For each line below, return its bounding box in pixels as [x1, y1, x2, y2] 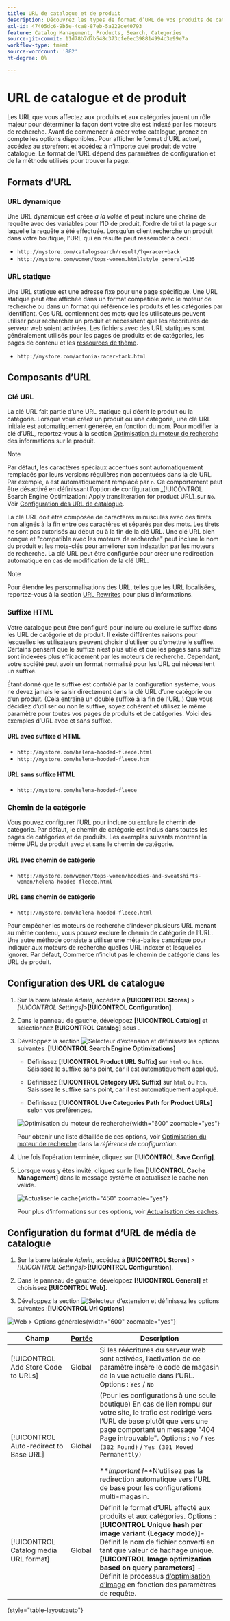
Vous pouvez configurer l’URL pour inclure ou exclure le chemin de [7, 818, 196, 826]
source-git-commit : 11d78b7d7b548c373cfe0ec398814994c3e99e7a [7, 36, 188, 42]
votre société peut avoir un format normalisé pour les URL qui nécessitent [7, 659, 215, 668]
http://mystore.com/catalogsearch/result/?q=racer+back [16, 249, 180, 256]
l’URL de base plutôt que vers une [99, 1416, 209, 1426]
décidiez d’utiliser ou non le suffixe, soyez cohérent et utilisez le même [7, 702, 207, 710]
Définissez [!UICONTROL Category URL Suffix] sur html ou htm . [27, 1078, 207, 1086]
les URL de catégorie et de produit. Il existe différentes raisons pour [7, 630, 198, 639]
